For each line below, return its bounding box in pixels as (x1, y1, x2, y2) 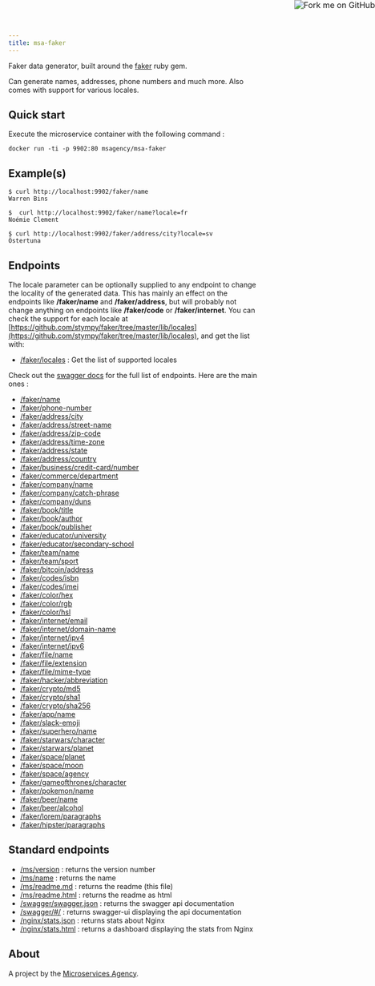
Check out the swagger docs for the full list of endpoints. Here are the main (8, 371, 258, 380)
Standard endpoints (8, 843, 110, 857)
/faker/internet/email (19, 616, 88, 626)
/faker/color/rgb (19, 599, 73, 609)
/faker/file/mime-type (19, 667, 91, 677)
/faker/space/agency (19, 769, 90, 779)
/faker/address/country (19, 454, 97, 464)
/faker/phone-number (19, 403, 92, 413)
